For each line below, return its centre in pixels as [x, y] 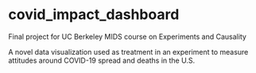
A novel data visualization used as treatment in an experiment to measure [128, 52]
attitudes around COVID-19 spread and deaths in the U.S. [102, 60]
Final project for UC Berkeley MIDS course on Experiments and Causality [127, 36]
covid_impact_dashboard [94, 15]
